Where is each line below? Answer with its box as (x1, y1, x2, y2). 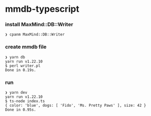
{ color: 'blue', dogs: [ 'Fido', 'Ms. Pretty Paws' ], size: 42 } (5, 103, 147, 108)
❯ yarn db (5, 55, 26, 59)
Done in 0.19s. (5, 67, 36, 72)
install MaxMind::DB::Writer (5, 21, 73, 28)
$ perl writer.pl (5, 63, 41, 68)
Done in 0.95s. (5, 107, 36, 113)
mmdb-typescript (5, 3, 80, 15)
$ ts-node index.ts (5, 99, 45, 104)
